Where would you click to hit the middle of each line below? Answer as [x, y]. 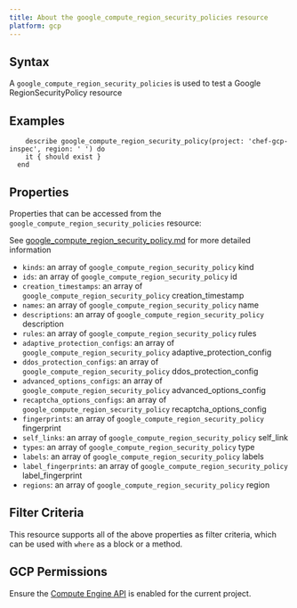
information [30, 250]
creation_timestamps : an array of [82, 285]
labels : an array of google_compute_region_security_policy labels [143, 456]
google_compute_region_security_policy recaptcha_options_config [144, 409]
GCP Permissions [59, 572]
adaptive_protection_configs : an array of [98, 342]
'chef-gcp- [268, 142]
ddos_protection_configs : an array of [90, 361]
